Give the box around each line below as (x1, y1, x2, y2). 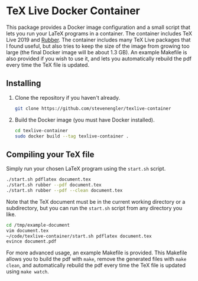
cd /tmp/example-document (6, 222, 70, 228)
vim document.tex (6, 227, 49, 234)
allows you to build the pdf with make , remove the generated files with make (6, 256, 187, 263)
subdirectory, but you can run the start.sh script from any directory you (6, 204, 183, 211)
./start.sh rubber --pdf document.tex (6, 182, 102, 188)
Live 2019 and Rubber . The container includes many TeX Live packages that (6, 36, 191, 43)
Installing (6, 79, 41, 89)
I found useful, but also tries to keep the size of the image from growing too (6, 43, 190, 50)
